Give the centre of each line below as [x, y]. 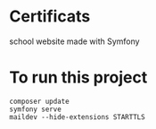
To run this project [78, 77]
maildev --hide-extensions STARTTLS [77, 117]
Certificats [50, 17]
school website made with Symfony [74, 41]
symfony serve [36, 109]
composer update [39, 101]
